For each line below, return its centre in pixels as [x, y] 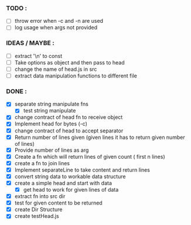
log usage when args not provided [56, 28]
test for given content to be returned [58, 203]
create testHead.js [37, 216]
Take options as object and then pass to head [69, 62]
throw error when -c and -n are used [59, 21]
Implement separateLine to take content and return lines [82, 170]
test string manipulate [50, 111]
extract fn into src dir [40, 196]
